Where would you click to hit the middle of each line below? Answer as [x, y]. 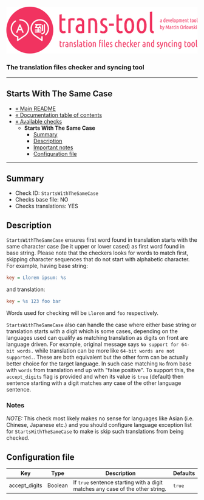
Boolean [58, 485]
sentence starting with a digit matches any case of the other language [94, 383]
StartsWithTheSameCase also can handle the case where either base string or [101, 325]
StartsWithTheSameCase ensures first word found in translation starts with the [102, 240]
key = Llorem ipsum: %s [36, 278]
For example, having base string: [47, 266]
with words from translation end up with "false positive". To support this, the [100, 370]
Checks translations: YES [46, 206]
